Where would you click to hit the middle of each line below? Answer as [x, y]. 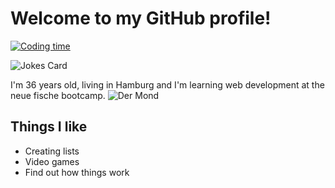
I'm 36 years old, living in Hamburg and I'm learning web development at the [167, 84]
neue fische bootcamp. [58, 95]
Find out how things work [77, 172]
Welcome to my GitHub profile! [141, 18]
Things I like [49, 127]
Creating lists [52, 151]
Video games [52, 161]
